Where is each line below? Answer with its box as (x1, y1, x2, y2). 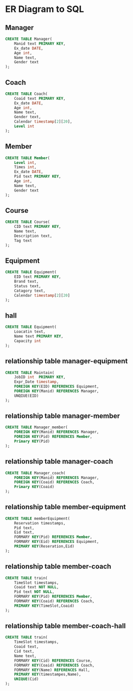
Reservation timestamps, (14, 520, 66, 525)
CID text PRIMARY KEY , (14, 224, 61, 229)
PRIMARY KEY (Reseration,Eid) (14, 544, 75, 549)
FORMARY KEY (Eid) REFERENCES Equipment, (14, 539, 99, 544)
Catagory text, (14, 288, 46, 293)
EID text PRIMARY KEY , (14, 274, 61, 280)
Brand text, (14, 279, 39, 284)
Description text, (14, 233, 52, 238)
